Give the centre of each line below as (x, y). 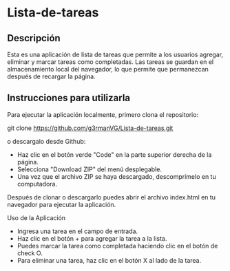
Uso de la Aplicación (36, 217)
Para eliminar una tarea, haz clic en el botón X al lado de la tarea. (109, 260)
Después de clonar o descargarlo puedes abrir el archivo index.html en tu (111, 197)
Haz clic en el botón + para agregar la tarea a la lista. (92, 238)
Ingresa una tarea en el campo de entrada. (77, 231)
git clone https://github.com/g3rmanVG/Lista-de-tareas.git (90, 128)
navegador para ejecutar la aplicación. (62, 204)
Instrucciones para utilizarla (69, 98)
